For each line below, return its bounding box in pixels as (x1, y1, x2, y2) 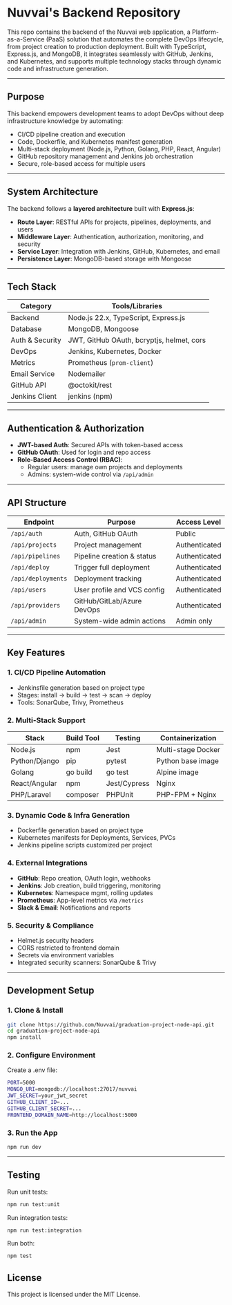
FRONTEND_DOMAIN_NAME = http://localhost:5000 (7, 1111, 137, 1118)
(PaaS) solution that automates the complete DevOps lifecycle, (46, 35, 224, 43)
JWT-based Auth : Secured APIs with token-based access (17, 441, 184, 449)
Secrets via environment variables (17, 950, 115, 959)
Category (20, 301, 52, 311)
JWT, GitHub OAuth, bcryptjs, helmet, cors (68, 335, 206, 345)
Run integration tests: (7, 1213, 68, 1221)
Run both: (7, 1239, 35, 1248)
